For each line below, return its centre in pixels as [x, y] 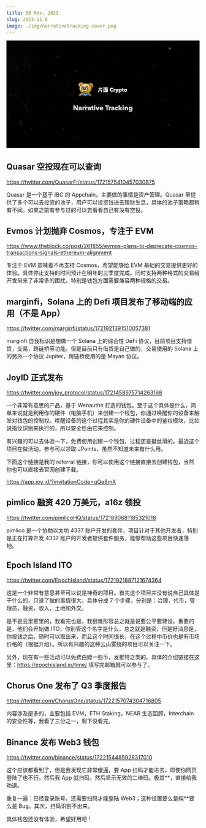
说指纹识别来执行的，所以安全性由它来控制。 [63, 428]
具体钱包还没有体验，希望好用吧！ [49, 819]
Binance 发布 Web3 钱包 [53, 742]
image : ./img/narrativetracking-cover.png [61, 26]
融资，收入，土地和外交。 [55, 608]
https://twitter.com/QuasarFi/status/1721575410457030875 [81, 182]
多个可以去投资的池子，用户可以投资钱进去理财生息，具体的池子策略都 [105, 202]
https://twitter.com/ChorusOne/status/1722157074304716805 [84, 701]
